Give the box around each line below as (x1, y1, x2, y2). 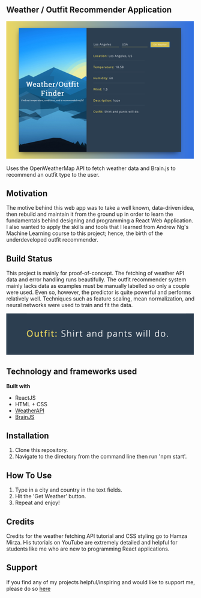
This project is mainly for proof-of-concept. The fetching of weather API (6, 270, 185, 277)
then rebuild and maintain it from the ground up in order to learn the (6, 210, 173, 218)
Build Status (6, 254, 53, 264)
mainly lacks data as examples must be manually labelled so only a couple (6, 282, 190, 290)
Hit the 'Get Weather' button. (14, 493, 86, 500)
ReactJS (14, 394, 36, 401)
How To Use (6, 470, 52, 480)
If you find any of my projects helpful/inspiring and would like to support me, (6, 578, 195, 585)
